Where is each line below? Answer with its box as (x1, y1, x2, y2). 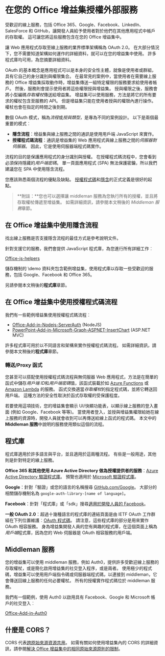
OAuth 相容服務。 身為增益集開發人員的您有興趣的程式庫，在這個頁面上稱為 (5, 523, 158, 529)
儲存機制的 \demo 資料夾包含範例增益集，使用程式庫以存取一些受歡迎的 (5, 265, 149, 271)
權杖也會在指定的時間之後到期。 (5, 104, 70, 110)
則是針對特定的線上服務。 (5, 457, 57, 463)
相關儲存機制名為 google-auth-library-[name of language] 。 (5, 490, 128, 496)
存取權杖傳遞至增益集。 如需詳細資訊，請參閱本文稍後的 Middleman (17, 199, 154, 205)
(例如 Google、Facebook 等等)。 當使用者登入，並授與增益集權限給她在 (10, 409, 155, 415)
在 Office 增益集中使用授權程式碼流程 (5, 298, 118, 306)
